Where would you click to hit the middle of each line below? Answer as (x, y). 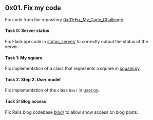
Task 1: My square (24, 58)
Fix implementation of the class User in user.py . (52, 90)
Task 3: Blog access (26, 102)
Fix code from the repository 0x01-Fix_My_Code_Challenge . (65, 19)
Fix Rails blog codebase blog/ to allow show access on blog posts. (72, 112)
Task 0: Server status (27, 30)
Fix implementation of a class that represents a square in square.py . (73, 68)
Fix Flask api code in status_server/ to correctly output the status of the (77, 42)
